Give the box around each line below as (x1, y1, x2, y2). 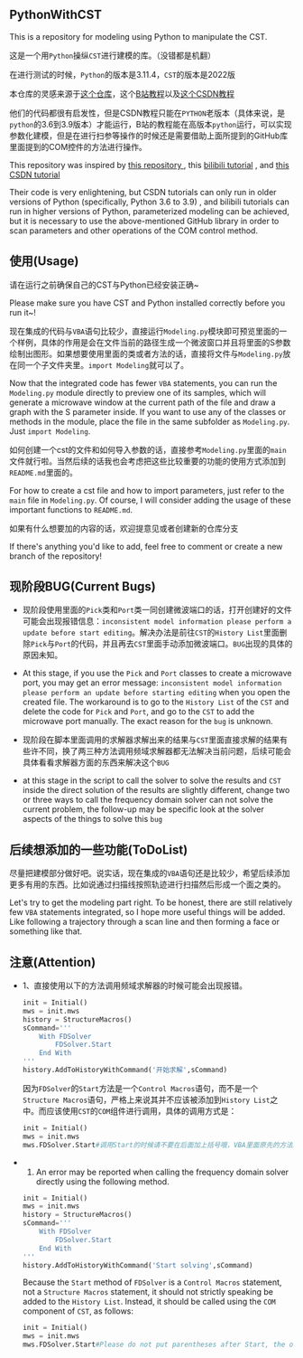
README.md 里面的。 (9, 467, 78, 477)
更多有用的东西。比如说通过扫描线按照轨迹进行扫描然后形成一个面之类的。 (9, 879, 286, 890)
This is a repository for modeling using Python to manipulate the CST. (9, 31, 268, 42)
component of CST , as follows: (22, 1306, 133, 1316)
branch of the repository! (9, 551, 102, 561)
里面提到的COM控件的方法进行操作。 (9, 141, 147, 152)
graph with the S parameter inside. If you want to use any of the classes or (9, 406, 287, 417)
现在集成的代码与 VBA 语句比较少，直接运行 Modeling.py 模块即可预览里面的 (9, 325, 280, 336)
